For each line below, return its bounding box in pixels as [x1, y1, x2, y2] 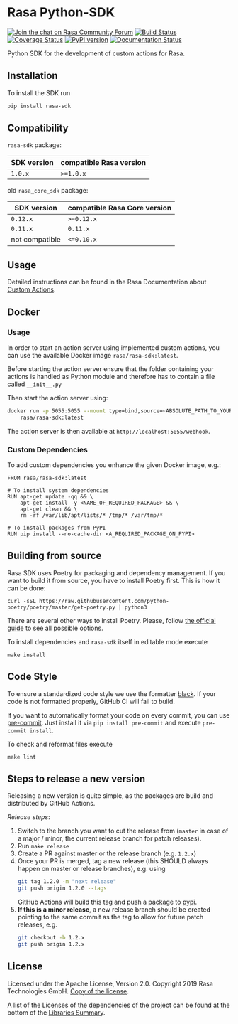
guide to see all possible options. [7, 624, 104, 632]
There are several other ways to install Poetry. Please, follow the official [7, 616, 216, 624]
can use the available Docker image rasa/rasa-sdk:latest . [7, 351, 178, 359]
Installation [7, 70, 58, 82]
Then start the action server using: [7, 393, 108, 402]
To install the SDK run [7, 88, 71, 97]
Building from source [7, 550, 102, 562]
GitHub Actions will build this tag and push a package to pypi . [17, 897, 198, 907]
